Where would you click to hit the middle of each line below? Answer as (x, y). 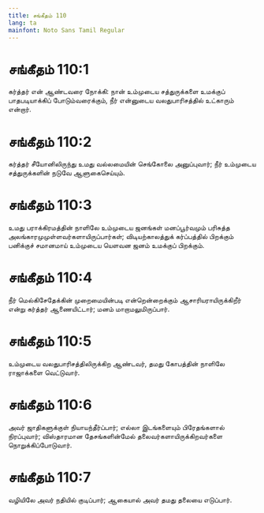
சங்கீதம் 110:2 (50, 142)
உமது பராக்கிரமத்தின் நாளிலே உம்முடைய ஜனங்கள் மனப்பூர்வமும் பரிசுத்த (119, 228)
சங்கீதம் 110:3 (50, 205)
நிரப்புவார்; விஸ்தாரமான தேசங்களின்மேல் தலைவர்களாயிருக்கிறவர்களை (115, 436)
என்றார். (20, 109)
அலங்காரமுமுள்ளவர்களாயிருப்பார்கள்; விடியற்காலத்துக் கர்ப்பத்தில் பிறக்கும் (121, 237)
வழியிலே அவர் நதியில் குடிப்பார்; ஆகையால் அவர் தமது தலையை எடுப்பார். (120, 500)
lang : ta (22, 23)
